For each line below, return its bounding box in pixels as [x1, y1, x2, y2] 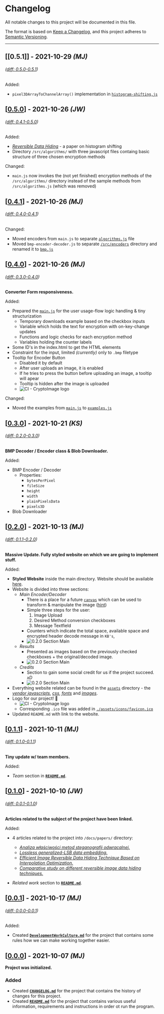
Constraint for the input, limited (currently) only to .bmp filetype [12, 349, 138, 355]
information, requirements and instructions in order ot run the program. [12, 1004, 155, 1010]
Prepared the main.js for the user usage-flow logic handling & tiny [12, 308, 145, 314]
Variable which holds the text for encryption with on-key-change [19, 323, 150, 329]
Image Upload [34, 612, 62, 618]
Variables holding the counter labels [19, 339, 92, 345]
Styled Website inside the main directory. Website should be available [12, 576, 154, 581]
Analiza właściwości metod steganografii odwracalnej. [19, 844, 130, 850]
